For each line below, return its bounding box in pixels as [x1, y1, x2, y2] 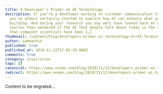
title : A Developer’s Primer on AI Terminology [5, 7, 103, 12]
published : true [5, 43, 38, 48]
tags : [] [5, 61, 23, 66]
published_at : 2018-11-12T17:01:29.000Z [5, 47, 88, 52]
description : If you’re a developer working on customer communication [5, 12, 153, 16]
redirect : [5, 70, 25, 75]
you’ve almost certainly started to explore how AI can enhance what [9, 16, 153, 21]
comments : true [5, 52, 36, 57]
